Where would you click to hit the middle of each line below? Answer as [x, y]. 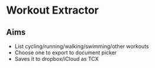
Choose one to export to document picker [66, 53]
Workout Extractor [52, 10]
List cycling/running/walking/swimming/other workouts [82, 46]
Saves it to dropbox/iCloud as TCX [56, 59]
